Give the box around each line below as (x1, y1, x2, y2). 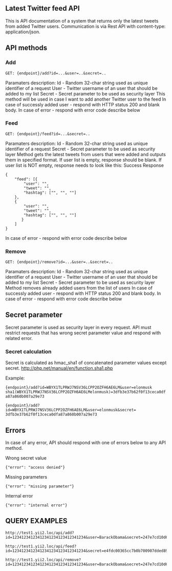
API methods (5, 44, 48, 52)
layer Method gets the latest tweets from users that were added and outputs (5, 151, 166, 157)
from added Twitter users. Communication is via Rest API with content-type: (5, 23, 166, 29)
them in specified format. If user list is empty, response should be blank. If (5, 157, 162, 163)
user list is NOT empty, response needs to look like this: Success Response (5, 162, 164, 168)
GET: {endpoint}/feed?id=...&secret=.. (5, 131, 91, 137)
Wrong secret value (5, 455, 47, 461)
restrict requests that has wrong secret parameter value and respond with (5, 330, 161, 336)
